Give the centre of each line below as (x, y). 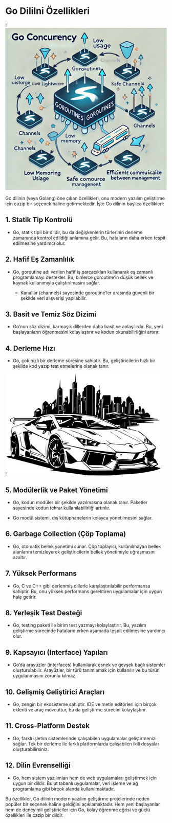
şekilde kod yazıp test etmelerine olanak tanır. (61, 366)
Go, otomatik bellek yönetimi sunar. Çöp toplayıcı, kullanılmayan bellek (87, 546)
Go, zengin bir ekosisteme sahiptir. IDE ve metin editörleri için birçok (85, 704)
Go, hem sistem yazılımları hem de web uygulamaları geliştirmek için (85, 778)
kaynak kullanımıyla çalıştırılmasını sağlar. (57, 282)
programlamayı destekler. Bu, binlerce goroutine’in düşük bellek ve (83, 277)
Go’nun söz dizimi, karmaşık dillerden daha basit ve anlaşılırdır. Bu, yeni (88, 327)
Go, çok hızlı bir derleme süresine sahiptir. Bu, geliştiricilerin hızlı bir (84, 361)
